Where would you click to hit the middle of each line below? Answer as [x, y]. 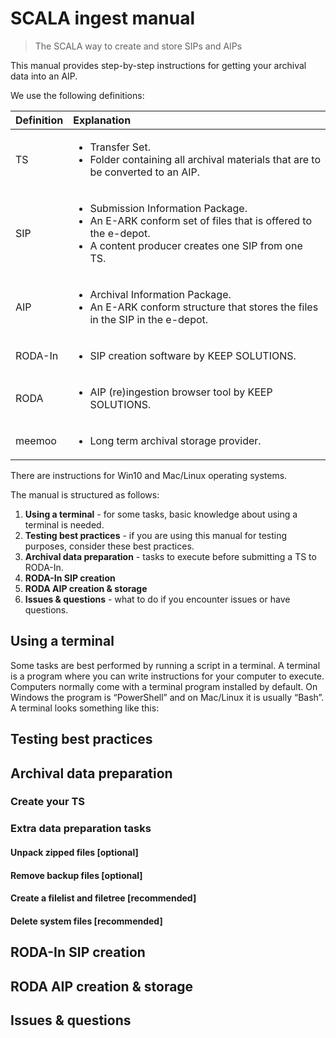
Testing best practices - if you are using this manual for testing [156, 535]
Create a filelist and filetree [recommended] [103, 898]
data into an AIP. [44, 76]
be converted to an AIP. [145, 172]
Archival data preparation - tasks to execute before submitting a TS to [170, 556]
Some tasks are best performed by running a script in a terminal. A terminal [165, 665]
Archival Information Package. [160, 294]
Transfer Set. [120, 147]
